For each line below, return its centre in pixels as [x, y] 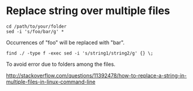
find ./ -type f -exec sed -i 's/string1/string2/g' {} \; [80, 53]
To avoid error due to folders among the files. [61, 64]
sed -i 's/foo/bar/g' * [35, 31]
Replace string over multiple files [88, 11]
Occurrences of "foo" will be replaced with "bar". [65, 42]
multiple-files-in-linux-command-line [51, 82]
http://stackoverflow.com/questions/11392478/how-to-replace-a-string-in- [97, 75]
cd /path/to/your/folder [36, 26]
